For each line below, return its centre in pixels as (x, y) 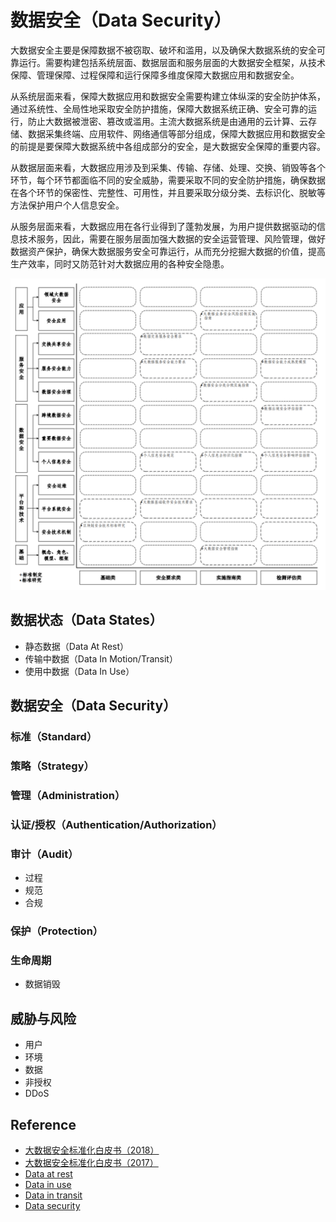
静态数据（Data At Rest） (77, 646)
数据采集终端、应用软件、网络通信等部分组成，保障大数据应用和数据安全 (176, 133)
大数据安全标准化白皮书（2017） (91, 1163)
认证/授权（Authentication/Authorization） (116, 824)
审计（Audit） (44, 854)
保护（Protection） (57, 931)
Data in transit (53, 1195)
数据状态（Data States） (86, 620)
